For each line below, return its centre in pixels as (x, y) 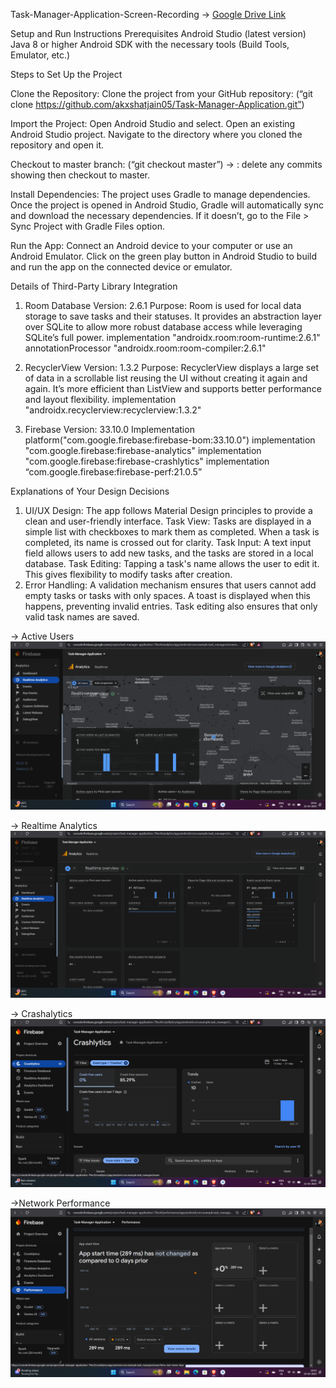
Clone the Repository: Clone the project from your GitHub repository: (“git (161, 93)
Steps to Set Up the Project (66, 74)
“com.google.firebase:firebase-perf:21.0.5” (113, 472)
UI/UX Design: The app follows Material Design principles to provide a (168, 510)
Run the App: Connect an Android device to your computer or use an (151, 245)
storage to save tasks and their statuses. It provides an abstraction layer (173, 316)
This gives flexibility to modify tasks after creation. (128, 574)
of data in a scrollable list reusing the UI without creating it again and (166, 378)
